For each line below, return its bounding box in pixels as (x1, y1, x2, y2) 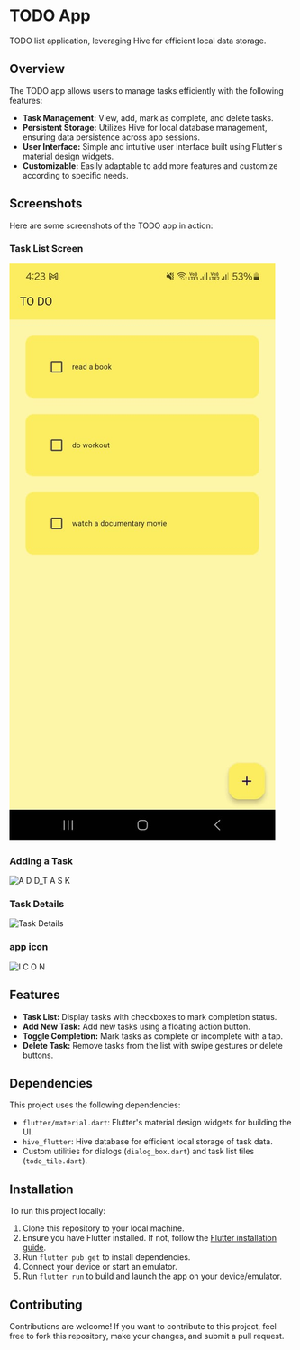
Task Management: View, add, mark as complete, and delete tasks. (22, 112, 274, 123)
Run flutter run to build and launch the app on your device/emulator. (22, 1271, 282, 1281)
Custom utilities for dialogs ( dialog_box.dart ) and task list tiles (22, 1146, 255, 1157)
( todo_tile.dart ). (22, 1155, 88, 1166)
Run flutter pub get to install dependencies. (22, 1252, 191, 1263)
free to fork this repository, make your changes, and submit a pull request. (9, 1331, 285, 1341)
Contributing (9, 1297, 83, 1312)
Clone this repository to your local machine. (22, 1223, 185, 1234)
